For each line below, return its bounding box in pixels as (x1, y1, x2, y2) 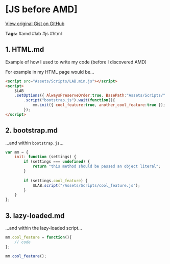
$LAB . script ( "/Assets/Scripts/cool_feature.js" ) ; (32, 183, 140, 188)
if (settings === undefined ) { (23, 159, 90, 164)
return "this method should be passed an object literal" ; (32, 164, 161, 169)
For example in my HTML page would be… (5, 69, 94, 75)
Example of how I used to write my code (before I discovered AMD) (5, 59, 147, 65)
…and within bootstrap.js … (5, 140, 64, 146)
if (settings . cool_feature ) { (23, 178, 88, 183)
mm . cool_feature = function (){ (5, 235, 72, 240)
